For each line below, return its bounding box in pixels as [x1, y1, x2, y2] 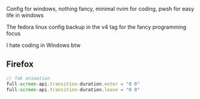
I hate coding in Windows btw [6, 42, 81, 49]
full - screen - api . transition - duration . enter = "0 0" [6, 81, 140, 87]
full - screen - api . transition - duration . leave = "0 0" [6, 86, 140, 93]
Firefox [6, 59, 34, 69]
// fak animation [6, 75, 50, 81]
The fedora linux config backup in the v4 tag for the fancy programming [6, 24, 187, 30]
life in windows [6, 12, 44, 19]
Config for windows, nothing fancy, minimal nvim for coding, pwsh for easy [6, 5, 195, 12]
